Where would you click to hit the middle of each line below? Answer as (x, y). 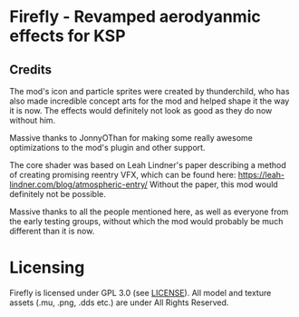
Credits (31, 69)
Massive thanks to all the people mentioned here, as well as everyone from (149, 212)
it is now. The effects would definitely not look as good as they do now (141, 110)
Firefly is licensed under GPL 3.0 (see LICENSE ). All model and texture (140, 292)
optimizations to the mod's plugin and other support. (107, 148)
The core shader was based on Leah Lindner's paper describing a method (148, 165)
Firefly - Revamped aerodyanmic (135, 17)
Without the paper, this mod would (213, 184)
